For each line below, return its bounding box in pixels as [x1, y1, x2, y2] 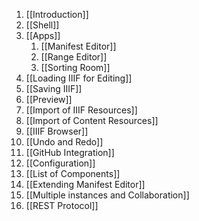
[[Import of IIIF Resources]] [25, 104, 138, 116]
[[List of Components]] [25, 168, 121, 179]
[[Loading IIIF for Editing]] [25, 72, 133, 84]
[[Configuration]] [25, 157, 96, 169]
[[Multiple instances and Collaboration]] [25, 189, 190, 201]
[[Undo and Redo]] [25, 136, 104, 148]
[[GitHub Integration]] [25, 147, 115, 158]
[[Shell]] [25, 19, 60, 31]
